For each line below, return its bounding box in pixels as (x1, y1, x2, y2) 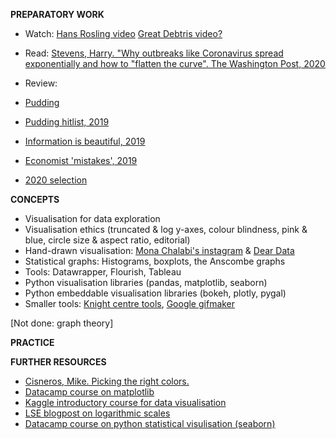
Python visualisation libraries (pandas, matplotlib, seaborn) (24, 277, 268, 288)
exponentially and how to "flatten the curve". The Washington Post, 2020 (24, 58, 326, 69)
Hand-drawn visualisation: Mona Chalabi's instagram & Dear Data (24, 245, 295, 256)
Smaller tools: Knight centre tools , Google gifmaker (24, 298, 236, 309)
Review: (24, 77, 58, 89)
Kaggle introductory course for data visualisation (24, 397, 227, 408)
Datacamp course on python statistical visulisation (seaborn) (24, 418, 276, 429)
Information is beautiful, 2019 (24, 135, 146, 147)
